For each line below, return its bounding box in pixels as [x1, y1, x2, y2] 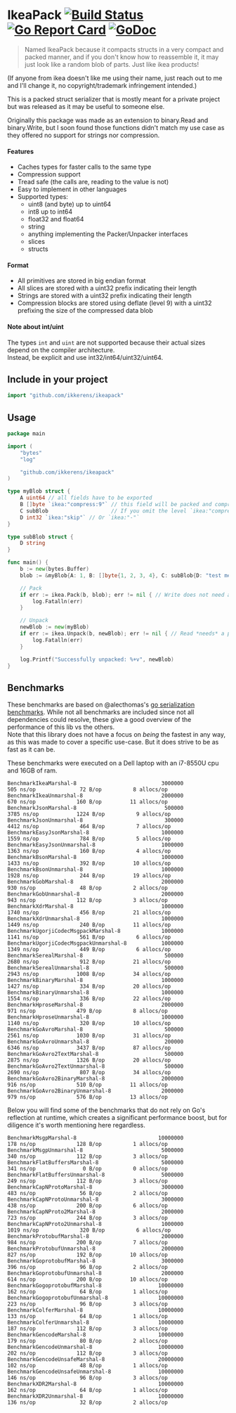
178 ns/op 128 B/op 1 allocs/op [7, 1141, 169, 1148]
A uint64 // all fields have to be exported [20, 494, 152, 502]
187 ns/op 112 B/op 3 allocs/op [7, 1325, 169, 1332]
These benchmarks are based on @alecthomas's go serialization [7, 700, 195, 709]
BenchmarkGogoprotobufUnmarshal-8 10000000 [7, 1294, 184, 1302]
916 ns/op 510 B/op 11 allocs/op [7, 1081, 169, 1089]
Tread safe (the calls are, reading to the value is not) [17, 178, 169, 186]
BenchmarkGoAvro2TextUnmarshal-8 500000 [7, 1063, 184, 1070]
